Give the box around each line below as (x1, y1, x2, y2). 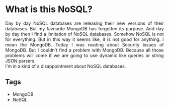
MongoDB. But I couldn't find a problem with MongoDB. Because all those (5, 47, 164, 53)
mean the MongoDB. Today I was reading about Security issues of (5, 41, 164, 47)
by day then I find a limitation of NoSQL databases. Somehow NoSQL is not (5, 31, 164, 37)
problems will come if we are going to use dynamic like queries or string (5, 52, 164, 59)
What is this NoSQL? (5, 4, 93, 15)
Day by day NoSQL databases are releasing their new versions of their (5, 20, 164, 26)
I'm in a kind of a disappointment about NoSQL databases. (5, 63, 126, 69)
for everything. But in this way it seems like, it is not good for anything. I (5, 36, 164, 42)
